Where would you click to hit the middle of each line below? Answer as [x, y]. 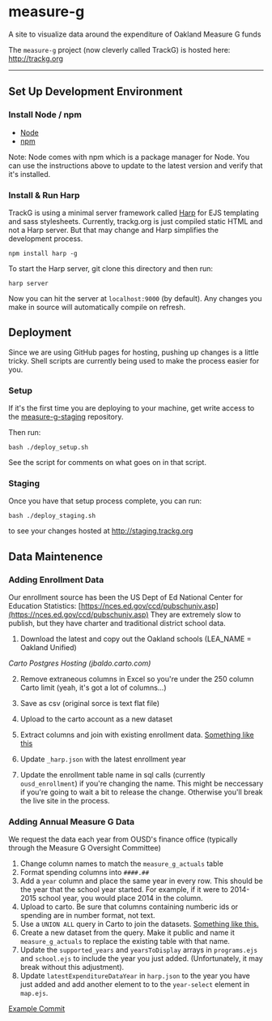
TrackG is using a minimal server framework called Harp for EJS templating [134, 213]
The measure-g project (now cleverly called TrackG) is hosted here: [119, 50]
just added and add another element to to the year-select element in [135, 984]
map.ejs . [34, 993]
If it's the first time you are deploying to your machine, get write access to [132, 408]
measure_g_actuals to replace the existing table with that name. [125, 941]
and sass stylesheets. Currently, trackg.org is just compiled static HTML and [136, 221]
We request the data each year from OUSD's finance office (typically [123, 839]
